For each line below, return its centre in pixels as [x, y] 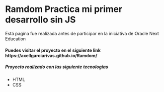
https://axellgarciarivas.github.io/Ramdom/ [51, 55]
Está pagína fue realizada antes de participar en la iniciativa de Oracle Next [82, 33]
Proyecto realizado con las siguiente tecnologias [57, 67]
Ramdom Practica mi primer [64, 9]
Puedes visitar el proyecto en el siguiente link [53, 50]
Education [15, 39]
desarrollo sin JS [41, 20]
